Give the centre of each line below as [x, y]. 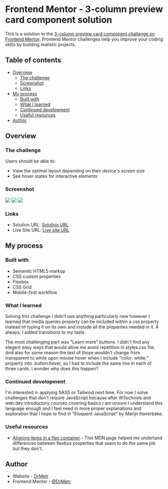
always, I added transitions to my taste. [46, 333]
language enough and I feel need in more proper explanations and [73, 409]
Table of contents [33, 60]
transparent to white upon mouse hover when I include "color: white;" [77, 358]
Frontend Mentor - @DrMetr [42, 481]
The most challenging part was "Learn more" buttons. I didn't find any [77, 342]
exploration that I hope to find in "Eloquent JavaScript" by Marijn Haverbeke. [84, 414]
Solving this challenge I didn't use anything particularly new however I [77, 316]
